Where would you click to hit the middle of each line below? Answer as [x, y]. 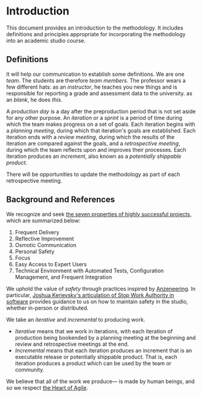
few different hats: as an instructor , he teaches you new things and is [92, 87]
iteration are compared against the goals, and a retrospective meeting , [93, 143]
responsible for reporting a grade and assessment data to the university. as [99, 93]
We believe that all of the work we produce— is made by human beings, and [101, 381]
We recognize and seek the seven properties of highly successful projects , [99, 214]
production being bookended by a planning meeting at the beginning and [105, 337]
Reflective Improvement [44, 239]
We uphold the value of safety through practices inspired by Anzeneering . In [101, 289]
